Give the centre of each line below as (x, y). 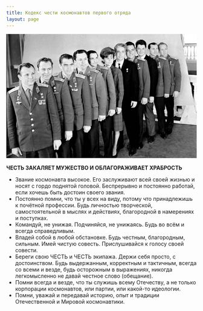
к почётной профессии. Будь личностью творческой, (84, 205)
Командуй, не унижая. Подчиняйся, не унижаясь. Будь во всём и (99, 224)
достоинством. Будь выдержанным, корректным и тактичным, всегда (106, 263)
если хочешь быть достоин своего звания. (70, 192)
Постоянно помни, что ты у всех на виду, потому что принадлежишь (104, 199)
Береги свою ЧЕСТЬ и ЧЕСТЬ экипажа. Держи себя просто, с (95, 257)
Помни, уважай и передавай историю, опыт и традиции (87, 295)
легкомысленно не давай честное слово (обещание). (84, 276)
